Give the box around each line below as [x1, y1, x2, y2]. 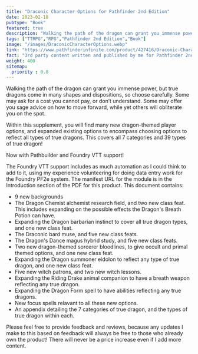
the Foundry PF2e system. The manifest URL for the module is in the [6, 176, 172, 183]
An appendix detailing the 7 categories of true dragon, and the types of [14, 306, 188, 313]
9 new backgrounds [14, 193, 64, 200]
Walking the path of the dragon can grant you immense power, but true [6, 85, 179, 92]
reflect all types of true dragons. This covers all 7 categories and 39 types [6, 134, 186, 141]
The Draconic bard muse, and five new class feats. [14, 231, 138, 238]
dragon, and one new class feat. [14, 262, 93, 269]
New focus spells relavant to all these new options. [14, 300, 138, 307]
